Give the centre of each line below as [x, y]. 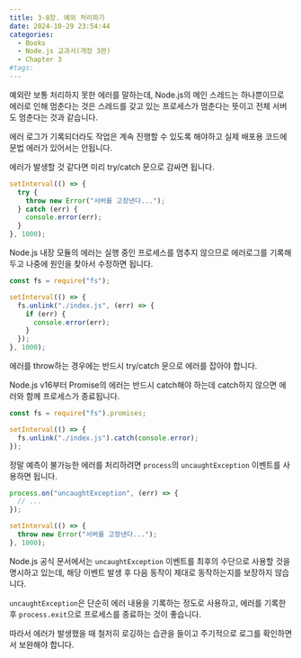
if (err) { [46, 314]
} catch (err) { [48, 209]
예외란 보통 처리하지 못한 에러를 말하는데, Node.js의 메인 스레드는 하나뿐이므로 [147, 95]
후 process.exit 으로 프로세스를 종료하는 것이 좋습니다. [106, 614]
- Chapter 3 [40, 59]
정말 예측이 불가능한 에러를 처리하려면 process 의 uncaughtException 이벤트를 [145, 464]
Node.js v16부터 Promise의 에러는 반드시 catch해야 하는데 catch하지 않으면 [143, 385]
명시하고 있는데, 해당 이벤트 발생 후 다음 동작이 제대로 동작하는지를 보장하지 [141, 572]
